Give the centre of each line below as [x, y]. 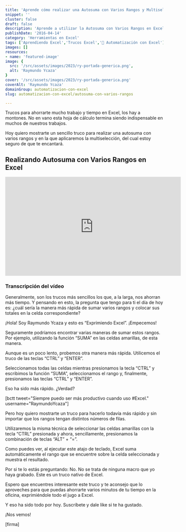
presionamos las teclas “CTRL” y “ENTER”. [49, 379]
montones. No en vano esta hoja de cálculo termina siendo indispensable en [84, 118]
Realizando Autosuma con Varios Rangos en [76, 160]
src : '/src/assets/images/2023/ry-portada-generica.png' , [72, 66]
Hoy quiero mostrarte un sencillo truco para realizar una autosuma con [78, 133]
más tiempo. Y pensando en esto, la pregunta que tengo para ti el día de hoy [84, 303]
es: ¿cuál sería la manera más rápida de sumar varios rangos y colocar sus [82, 308]
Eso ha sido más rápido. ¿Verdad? [40, 389]
